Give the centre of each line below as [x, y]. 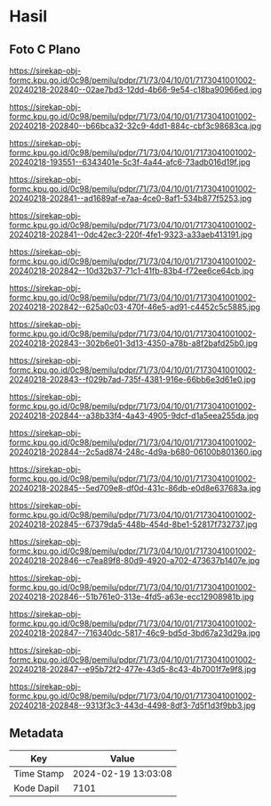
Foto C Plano [45, 49]
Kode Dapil [36, 788]
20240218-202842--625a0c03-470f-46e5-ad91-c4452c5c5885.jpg [135, 307]
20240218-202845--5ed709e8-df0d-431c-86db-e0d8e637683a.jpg [135, 488]
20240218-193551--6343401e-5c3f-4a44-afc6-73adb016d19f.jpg [130, 162]
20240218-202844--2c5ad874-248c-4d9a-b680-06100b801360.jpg [135, 452]
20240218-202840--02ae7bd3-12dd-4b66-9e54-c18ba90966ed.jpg [135, 90]
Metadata [36, 733]
